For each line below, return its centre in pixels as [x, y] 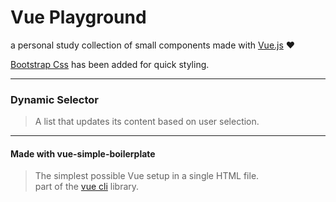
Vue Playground [78, 17]
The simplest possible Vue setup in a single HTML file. [147, 176]
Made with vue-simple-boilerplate [83, 153]
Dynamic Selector [54, 99]
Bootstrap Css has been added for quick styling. [110, 64]
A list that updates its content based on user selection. [147, 122]
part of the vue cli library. [87, 187]
